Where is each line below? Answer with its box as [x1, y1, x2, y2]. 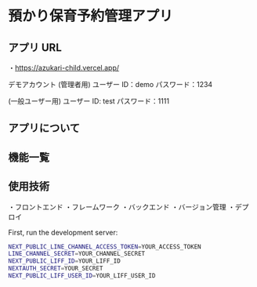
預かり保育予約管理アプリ [8, 7, 174, 25]
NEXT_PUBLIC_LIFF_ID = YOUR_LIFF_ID [8, 257, 121, 265]
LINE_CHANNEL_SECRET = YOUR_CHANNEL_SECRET [8, 250, 146, 258]
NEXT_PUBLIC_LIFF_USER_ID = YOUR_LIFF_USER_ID [8, 272, 156, 280]
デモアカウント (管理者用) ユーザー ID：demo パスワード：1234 [8, 80, 213, 89]
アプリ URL [8, 41, 63, 54]
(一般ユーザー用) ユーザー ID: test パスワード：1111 [8, 96, 170, 106]
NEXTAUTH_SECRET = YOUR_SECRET [8, 264, 103, 273]
